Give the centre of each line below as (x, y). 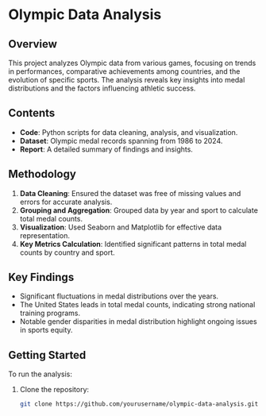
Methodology (42, 174)
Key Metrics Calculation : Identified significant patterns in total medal (133, 244)
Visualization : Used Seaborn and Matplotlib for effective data (121, 227)
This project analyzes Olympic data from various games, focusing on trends (132, 63)
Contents (32, 113)
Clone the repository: (54, 390)
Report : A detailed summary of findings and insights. (106, 149)
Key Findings (41, 277)
